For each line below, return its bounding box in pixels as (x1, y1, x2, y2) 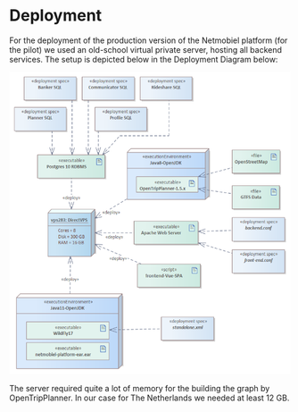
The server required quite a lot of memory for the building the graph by (9, 383, 270, 393)
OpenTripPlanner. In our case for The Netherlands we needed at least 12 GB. (9, 392, 290, 403)
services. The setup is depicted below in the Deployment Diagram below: (9, 54, 278, 64)
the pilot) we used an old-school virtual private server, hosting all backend (9, 44, 283, 55)
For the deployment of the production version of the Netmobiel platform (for (9, 35, 288, 46)
